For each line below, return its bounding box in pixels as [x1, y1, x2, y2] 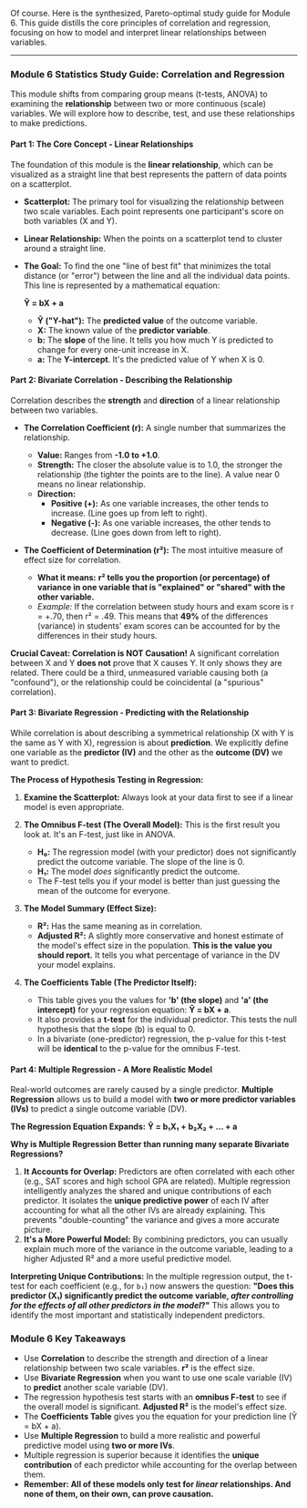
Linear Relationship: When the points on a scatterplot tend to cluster [23, 232, 283, 244]
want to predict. [10, 756, 70, 767]
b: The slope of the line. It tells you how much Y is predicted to [36, 334, 274, 345]
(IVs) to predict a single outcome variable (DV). [10, 1103, 188, 1114]
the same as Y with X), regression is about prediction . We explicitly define [10, 737, 290, 748]
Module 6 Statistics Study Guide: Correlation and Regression [10, 67, 285, 80]
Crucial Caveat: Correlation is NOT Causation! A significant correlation [10, 647, 280, 659]
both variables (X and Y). [23, 215, 118, 226]
